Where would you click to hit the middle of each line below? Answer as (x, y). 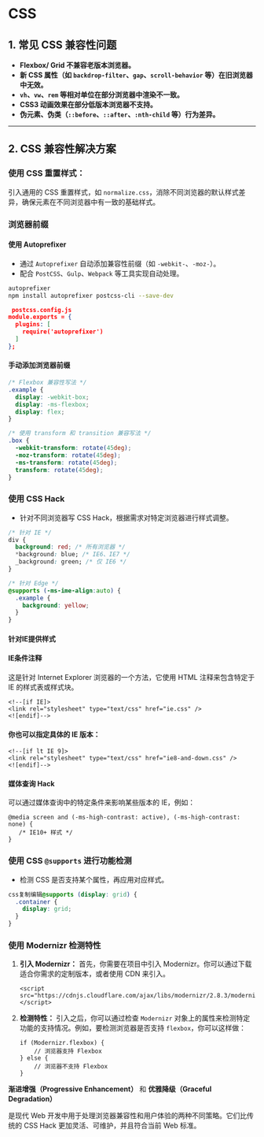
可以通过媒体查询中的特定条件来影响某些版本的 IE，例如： (102, 803)
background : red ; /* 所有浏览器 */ (70, 547)
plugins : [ (33, 325)
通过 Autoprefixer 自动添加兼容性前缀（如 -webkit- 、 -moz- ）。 (120, 263)
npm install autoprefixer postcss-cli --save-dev (91, 295)
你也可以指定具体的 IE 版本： (54, 734)
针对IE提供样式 (32, 638)
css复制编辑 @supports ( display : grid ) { (73, 894)
